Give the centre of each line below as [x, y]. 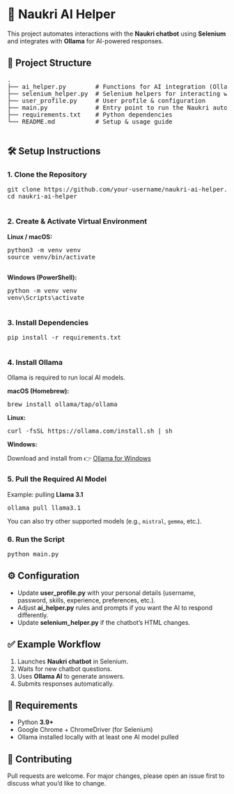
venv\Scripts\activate [46, 297]
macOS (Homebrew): [38, 391]
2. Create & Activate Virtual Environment [77, 222]
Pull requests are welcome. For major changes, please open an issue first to [116, 776]
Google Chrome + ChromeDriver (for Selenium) [85, 730]
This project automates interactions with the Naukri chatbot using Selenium [117, 34]
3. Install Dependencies [48, 322]
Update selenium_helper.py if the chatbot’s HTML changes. [103, 622]
